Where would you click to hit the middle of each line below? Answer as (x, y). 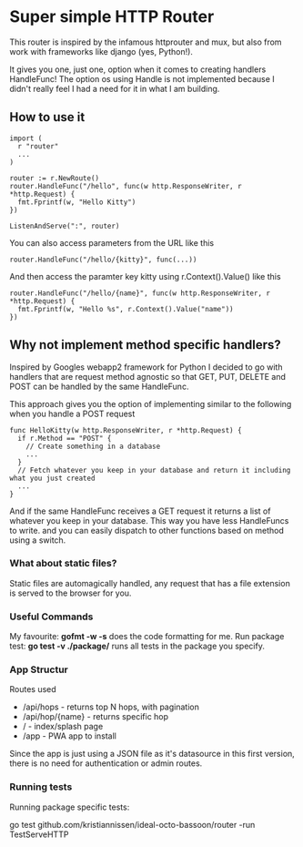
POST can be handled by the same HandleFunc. (99, 386)
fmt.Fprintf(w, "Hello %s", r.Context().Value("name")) (126, 309)
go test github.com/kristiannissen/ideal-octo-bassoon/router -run (132, 824)
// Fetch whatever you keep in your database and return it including (154, 470)
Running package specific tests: (70, 807)
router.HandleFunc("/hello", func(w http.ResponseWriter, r (126, 186)
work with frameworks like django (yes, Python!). (101, 51)
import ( (26, 138)
